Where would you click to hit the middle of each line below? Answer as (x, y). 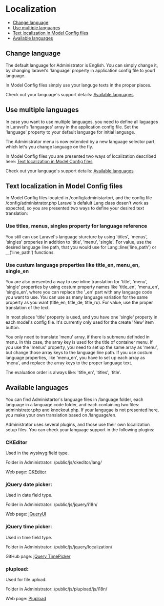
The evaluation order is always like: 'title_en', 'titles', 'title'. (63, 372)
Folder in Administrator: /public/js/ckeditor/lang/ (54, 462)
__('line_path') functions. (30, 252)
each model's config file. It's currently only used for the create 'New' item (80, 322)
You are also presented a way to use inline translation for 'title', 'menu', (77, 281)
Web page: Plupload (26, 598)
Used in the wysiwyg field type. (37, 453)
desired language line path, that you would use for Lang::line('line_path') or (81, 247)
